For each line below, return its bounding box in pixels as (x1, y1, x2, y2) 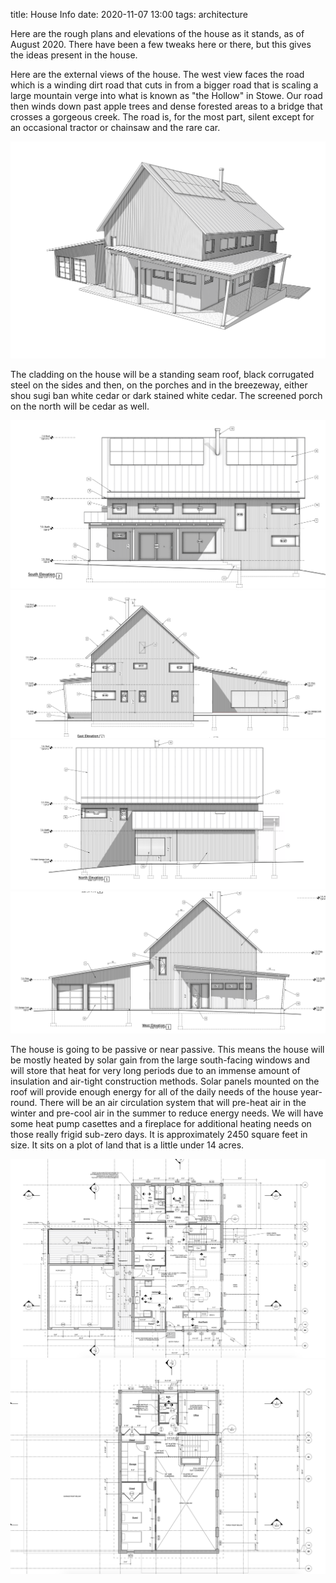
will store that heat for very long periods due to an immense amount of (10, 1065, 301, 1077)
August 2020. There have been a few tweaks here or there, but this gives (10, 39, 312, 50)
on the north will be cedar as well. (10, 400, 150, 412)
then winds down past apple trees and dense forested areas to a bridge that (10, 100, 323, 112)
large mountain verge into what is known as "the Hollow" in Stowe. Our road (10, 90, 323, 101)
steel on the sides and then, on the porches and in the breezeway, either (10, 379, 308, 391)
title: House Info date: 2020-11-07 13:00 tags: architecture (10, 9, 248, 20)
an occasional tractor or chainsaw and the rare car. (10, 122, 221, 133)
